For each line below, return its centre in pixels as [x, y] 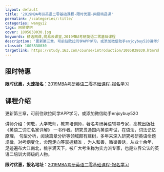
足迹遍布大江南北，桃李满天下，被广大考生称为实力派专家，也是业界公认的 [80, 148]
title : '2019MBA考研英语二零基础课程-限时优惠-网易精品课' [59, 14]
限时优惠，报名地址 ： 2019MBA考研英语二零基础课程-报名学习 [67, 165]
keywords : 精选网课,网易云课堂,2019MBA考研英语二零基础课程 [60, 37]
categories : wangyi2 [26, 23]
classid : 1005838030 [26, 46]
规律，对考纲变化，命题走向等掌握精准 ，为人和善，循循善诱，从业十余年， [81, 142]
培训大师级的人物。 [33, 154]
